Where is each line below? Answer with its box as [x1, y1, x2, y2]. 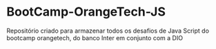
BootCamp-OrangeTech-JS [6, 4, 166, 20]
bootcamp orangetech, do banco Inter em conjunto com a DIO [6, 33, 184, 42]
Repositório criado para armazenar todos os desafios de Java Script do [6, 27, 210, 35]
